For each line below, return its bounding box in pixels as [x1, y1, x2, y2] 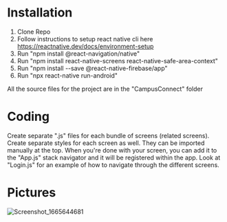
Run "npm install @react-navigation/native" [17, 49, 140, 58]
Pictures [7, 185, 56, 201]
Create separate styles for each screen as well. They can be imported [7, 139, 205, 147]
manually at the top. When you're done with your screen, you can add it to [7, 146, 217, 154]
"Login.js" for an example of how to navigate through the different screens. [7, 160, 220, 169]
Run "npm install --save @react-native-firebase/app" [17, 64, 168, 72]
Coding [7, 109, 50, 124]
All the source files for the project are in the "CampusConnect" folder [7, 85, 203, 93]
